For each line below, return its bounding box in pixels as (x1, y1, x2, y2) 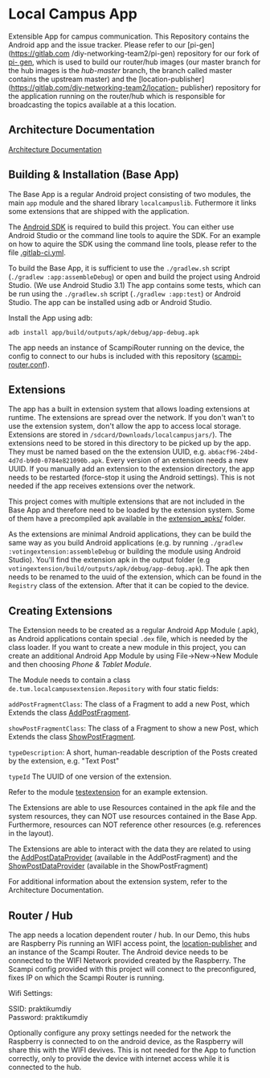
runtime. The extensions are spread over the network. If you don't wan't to (8, 413, 255, 422)
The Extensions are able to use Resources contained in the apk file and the (8, 803, 256, 813)
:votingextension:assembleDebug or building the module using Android (8, 546, 241, 556)
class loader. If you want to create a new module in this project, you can (8, 643, 247, 652)
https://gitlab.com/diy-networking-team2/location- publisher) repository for (10, 82, 261, 93)
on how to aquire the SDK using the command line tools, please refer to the (8, 239, 257, 249)
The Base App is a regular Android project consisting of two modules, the (8, 189, 252, 199)
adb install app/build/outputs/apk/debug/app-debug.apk (8, 328, 199, 336)
